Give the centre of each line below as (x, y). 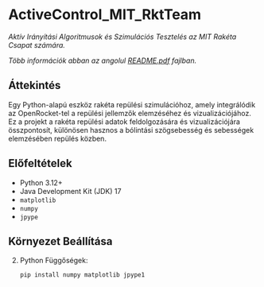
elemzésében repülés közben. (58, 138)
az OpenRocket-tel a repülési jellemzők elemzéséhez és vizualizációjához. (130, 113)
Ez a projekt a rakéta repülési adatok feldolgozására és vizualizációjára (124, 122)
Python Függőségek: (54, 261)
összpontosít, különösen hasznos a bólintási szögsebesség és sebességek (131, 130)
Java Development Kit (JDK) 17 (70, 191)
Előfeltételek (41, 163)
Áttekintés (35, 85)
